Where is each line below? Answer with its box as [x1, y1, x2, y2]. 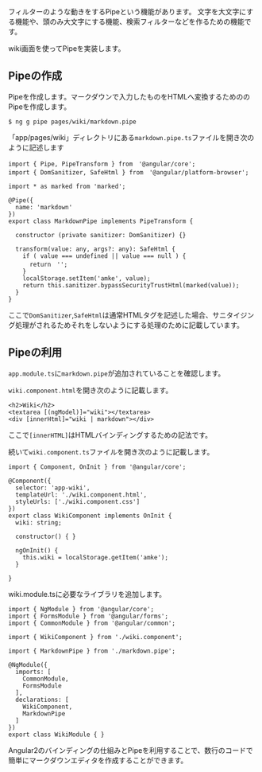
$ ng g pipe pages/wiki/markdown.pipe [8, 118, 137, 126]
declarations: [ [15, 696, 69, 704]
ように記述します [8, 142, 64, 152]
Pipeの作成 [8, 69, 63, 83]
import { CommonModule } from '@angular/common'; [8, 619, 176, 627]
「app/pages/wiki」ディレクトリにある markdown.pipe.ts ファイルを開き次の [8, 132, 255, 142]
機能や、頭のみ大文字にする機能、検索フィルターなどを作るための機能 [14, 17, 245, 26]
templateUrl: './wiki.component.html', [15, 490, 148, 499]
